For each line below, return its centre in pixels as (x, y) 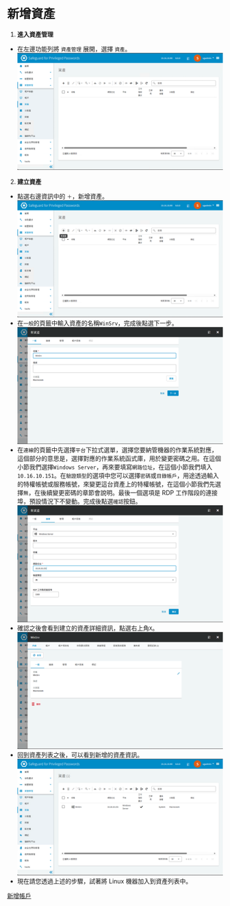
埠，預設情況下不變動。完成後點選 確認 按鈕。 (79, 501)
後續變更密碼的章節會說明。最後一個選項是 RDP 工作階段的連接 (129, 492)
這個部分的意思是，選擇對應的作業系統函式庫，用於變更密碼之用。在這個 (119, 458)
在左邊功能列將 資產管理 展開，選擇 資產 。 (74, 49)
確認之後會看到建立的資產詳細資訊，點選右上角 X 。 (88, 628)
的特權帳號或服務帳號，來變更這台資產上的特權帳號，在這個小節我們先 (116, 484)
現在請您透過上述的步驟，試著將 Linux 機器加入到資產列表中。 (104, 881)
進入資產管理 (35, 34)
